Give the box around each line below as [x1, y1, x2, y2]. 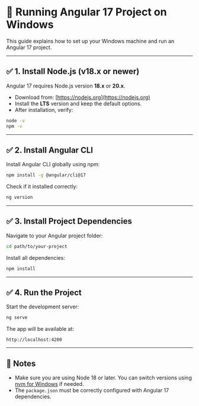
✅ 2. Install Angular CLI [6, 145, 94, 155]
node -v [6, 118, 25, 124]
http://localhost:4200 [6, 337, 62, 343]
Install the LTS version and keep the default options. [14, 100, 142, 107]
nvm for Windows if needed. [14, 381, 84, 388]
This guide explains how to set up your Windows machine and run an [6, 37, 175, 44]
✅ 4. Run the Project [6, 288, 82, 298]
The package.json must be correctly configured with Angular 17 [14, 387, 169, 394]
